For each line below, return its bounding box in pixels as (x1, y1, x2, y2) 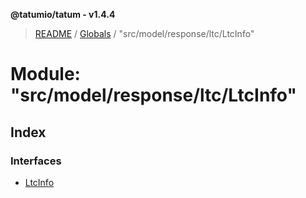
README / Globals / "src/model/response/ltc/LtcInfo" (34, 28, 255, 39)
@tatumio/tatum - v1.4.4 (10, 9, 116, 20)
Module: (10, 63, 81, 86)
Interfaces (10, 154, 62, 168)
